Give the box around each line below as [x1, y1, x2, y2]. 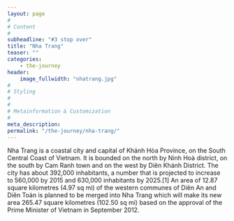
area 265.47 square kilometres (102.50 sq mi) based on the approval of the [7, 199, 223, 207]
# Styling [7, 88, 36, 95]
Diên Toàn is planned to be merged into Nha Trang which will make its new [7, 191, 222, 199]
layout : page [7, 10, 45, 17]
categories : [7, 56, 42, 63]
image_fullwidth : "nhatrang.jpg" [20, 75, 117, 83]
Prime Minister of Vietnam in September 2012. [7, 206, 140, 214]
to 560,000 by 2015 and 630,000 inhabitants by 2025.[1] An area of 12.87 [7, 176, 218, 185]
